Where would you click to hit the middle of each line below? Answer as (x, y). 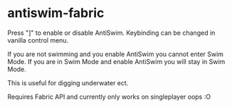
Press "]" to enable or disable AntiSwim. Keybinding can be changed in (111, 33)
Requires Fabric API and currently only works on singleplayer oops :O (109, 97)
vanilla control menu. (38, 40)
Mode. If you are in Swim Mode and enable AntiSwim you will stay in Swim (116, 61)
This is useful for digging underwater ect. (68, 82)
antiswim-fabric (56, 13)
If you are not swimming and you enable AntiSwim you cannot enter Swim (116, 54)
